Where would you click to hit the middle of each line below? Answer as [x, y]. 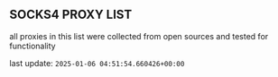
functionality [32, 46]
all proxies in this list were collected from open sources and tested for [139, 36]
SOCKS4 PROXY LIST [71, 15]
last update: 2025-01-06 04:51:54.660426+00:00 [97, 63]
